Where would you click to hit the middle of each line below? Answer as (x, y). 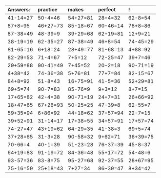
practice (48, 10)
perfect (107, 10)
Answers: (19, 10)
